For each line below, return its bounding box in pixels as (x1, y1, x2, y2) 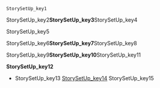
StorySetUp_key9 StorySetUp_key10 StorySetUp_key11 (6, 51, 141, 58)
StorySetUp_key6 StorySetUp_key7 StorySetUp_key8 (6, 40, 137, 46)
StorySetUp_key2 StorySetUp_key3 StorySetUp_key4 (6, 16, 138, 24)
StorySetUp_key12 (6, 63, 54, 70)
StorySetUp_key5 (6, 28, 50, 35)
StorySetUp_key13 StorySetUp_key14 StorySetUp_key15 (14, 75, 155, 81)
